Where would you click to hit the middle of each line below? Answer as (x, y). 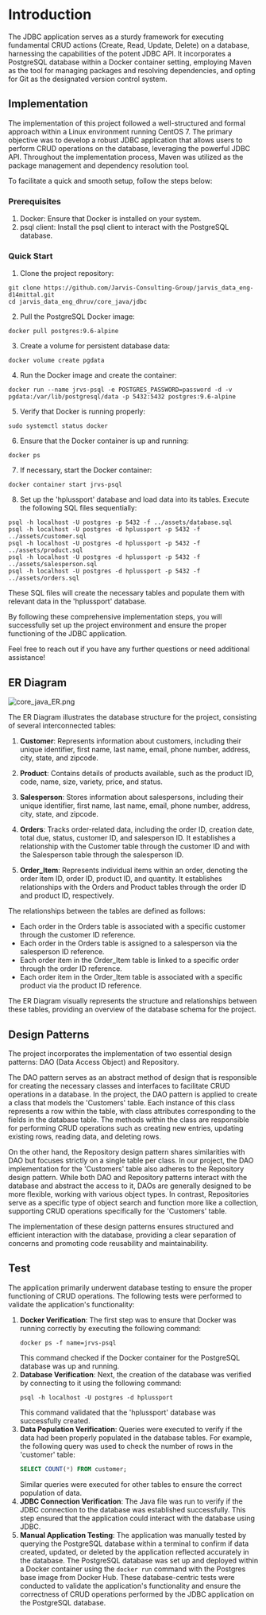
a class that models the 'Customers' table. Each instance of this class (122, 1102)
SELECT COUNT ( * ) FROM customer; (73, 1469)
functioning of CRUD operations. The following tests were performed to (125, 1296)
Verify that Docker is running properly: (82, 412)
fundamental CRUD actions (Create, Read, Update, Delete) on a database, (129, 45)
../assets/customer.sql (48, 537)
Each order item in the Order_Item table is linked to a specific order (129, 961)
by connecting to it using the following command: (100, 1383)
